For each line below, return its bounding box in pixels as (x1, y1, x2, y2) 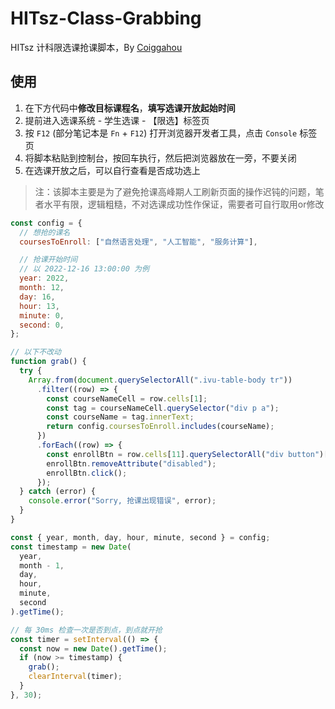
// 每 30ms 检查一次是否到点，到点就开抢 (10, 625, 163, 635)
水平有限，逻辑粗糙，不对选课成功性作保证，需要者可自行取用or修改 (43, 198, 325, 210)
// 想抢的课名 (19, 227, 71, 237)
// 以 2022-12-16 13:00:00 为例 (19, 264, 150, 274)
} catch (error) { (19, 487, 97, 497)
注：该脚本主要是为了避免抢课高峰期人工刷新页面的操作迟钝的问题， (34, 185, 316, 197)
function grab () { (10, 357, 87, 367)
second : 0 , (19, 320, 65, 330)
